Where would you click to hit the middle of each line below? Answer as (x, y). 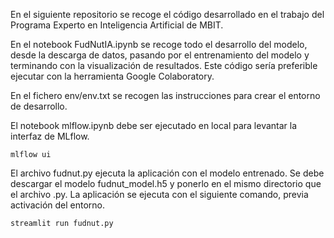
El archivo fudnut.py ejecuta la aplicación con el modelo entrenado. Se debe (167, 173)
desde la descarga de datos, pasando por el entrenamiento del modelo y (160, 55)
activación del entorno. (58, 205)
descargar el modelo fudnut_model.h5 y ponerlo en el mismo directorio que (166, 183)
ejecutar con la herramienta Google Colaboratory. (112, 76)
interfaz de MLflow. (50, 136)
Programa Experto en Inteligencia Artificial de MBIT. (117, 25)
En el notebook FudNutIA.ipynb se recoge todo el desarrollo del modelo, (159, 44)
